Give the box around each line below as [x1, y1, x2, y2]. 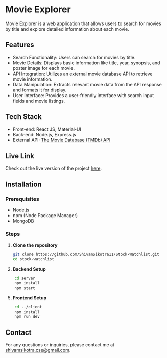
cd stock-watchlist [12, 257, 55, 262]
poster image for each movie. [12, 65, 75, 71]
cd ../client [14, 304, 42, 309]
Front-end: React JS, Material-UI [12, 126, 82, 132]
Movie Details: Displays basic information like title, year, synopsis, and [12, 60, 160, 66]
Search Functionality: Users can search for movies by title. [12, 54, 136, 60]
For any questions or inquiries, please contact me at [5, 342, 115, 348]
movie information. [12, 76, 53, 82]
